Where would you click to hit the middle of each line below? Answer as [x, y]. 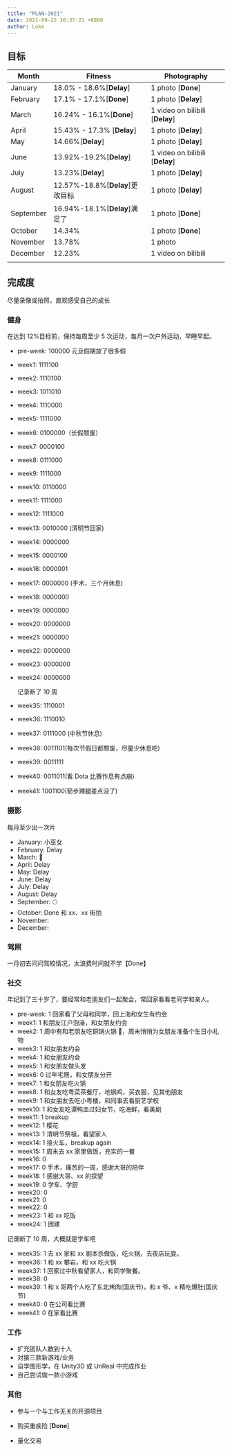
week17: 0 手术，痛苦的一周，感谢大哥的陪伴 [80, 1168]
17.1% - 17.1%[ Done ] [91, 99]
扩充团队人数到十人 [45, 1349]
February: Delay [40, 850]
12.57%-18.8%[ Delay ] [92, 186]
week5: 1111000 [39, 419]
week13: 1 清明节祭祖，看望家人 [62, 1134]
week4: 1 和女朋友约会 [49, 1057]
